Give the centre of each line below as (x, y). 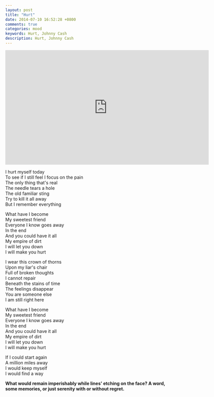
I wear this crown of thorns (34, 262)
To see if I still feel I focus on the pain (44, 177)
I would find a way (24, 373)
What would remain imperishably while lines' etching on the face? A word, (85, 383)
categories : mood (24, 29)
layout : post (19, 10)
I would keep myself (26, 368)
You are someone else (29, 294)
